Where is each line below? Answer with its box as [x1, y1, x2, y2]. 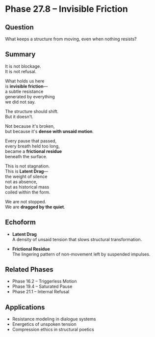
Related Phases [5, 265, 54, 274]
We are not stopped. [5, 198, 47, 204]
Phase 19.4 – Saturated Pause [12, 283, 73, 289]
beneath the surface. [5, 153, 48, 159]
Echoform [5, 218, 36, 226]
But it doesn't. [5, 113, 33, 119]
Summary [5, 50, 36, 58]
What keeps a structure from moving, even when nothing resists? [5, 36, 137, 42]
